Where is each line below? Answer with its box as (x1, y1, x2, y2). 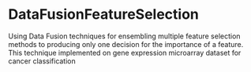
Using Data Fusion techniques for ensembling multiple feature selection (8, 31, 241, 41)
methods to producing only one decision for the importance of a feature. (8, 39, 244, 49)
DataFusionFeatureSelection (8, 5, 200, 23)
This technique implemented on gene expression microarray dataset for (8, 48, 242, 57)
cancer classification (8, 56, 77, 66)
